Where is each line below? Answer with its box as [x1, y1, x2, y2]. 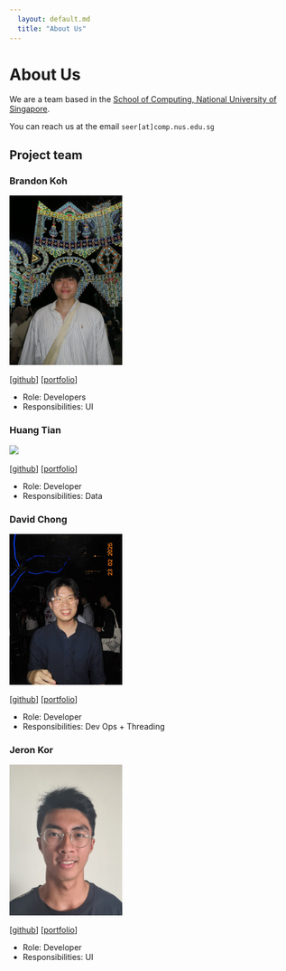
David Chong [9, 513, 68, 525]
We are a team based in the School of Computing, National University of [9, 94, 277, 105]
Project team [9, 147, 83, 163]
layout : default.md [17, 14, 91, 24]
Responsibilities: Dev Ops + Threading [22, 721, 165, 731]
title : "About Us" [17, 24, 88, 33]
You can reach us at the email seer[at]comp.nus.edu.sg [9, 121, 215, 132]
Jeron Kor [9, 743, 54, 756]
